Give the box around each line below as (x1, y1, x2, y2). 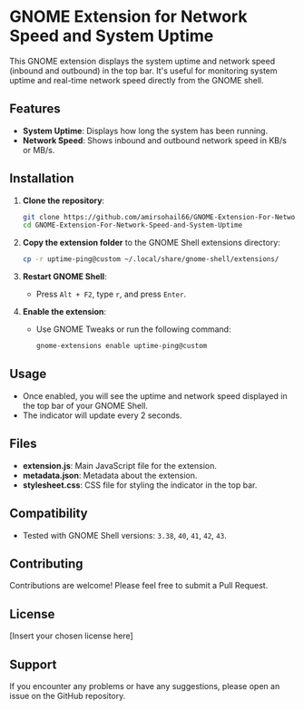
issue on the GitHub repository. (9, 690, 126, 701)
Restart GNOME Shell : (22, 271, 107, 282)
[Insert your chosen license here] (9, 630, 133, 641)
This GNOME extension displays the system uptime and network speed (9, 55, 275, 66)
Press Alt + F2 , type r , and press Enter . (35, 288, 187, 300)
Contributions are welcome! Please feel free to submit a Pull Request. (9, 580, 269, 591)
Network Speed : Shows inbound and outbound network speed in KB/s (22, 134, 288, 146)
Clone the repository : (22, 195, 105, 206)
